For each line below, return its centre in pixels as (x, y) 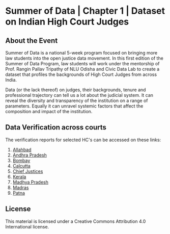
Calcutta (21, 166)
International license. (27, 226)
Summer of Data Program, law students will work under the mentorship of (82, 63)
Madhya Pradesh (31, 182)
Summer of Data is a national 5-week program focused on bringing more (81, 53)
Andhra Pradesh (30, 155)
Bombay (21, 160)
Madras (21, 187)
